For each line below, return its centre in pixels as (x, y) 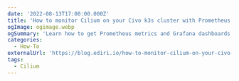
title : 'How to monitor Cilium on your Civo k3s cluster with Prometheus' (121, 20)
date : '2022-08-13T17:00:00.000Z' (59, 14)
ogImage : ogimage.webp (41, 27)
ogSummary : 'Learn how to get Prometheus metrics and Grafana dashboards (119, 33)
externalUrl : (27, 54)
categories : (25, 40)
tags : (15, 60)
